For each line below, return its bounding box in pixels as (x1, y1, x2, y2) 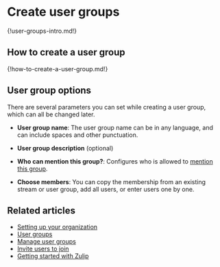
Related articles (7, 205, 75, 216)
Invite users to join (16, 244, 70, 253)
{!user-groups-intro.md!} (7, 27, 77, 35)
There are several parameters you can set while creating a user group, (7, 103, 206, 111)
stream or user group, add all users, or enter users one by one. (16, 185, 195, 193)
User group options (7, 85, 91, 97)
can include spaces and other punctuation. (16, 131, 138, 139)
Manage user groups (16, 238, 77, 246)
